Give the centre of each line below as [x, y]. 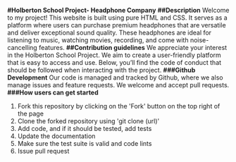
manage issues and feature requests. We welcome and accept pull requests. [118, 85]
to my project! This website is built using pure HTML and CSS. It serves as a [117, 18]
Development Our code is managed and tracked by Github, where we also [115, 77]
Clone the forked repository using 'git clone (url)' [88, 121]
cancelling [22, 48]
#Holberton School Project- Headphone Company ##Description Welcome [118, 10]
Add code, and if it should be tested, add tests [85, 129]
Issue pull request [43, 151]
